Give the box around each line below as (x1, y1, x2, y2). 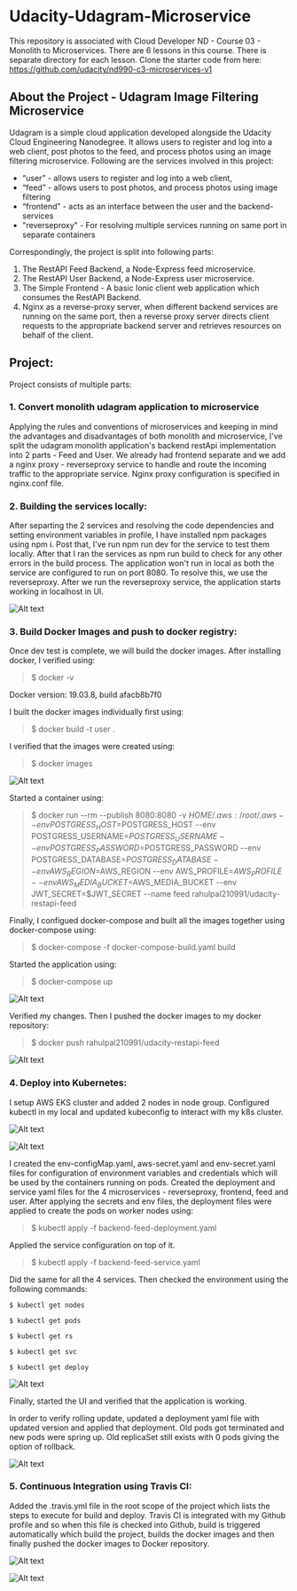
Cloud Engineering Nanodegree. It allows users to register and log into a (9, 136, 273, 147)
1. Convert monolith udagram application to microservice (9, 401, 260, 414)
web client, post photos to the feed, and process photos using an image (9, 146, 272, 156)
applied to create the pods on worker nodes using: (9, 1205, 193, 1215)
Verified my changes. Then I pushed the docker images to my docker (9, 1010, 262, 1022)
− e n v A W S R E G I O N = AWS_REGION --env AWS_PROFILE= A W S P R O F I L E (30, 866, 282, 878)
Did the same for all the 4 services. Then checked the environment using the (9, 1274, 289, 1285)
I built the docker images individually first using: (9, 707, 184, 717)
